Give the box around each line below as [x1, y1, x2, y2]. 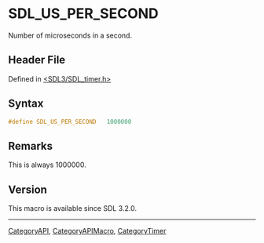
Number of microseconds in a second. [8, 31, 132, 40]
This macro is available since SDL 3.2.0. [8, 204, 137, 213]
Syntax [8, 97, 44, 111]
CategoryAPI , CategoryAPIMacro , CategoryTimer [8, 227, 167, 236]
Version [8, 183, 47, 196]
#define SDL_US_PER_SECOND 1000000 [8, 118, 132, 125]
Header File [8, 53, 66, 67]
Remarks [8, 139, 53, 153]
